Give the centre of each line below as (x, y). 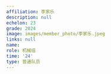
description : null (29, 17)
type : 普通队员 (23, 61)
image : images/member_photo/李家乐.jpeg (56, 34)
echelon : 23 (21, 23)
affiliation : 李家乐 (30, 12)
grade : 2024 (21, 28)
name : (13, 45)
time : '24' (20, 56)
